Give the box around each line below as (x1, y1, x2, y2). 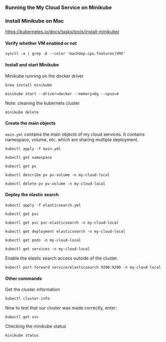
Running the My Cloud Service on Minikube (5, 4, 112, 11)
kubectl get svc (5, 315, 39, 320)
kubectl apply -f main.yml (5, 146, 61, 151)
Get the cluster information (5, 287, 61, 293)
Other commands (5, 275, 42, 281)
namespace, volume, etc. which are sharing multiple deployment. (5, 136, 139, 142)
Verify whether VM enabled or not (5, 40, 77, 46)
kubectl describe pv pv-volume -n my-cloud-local (5, 172, 110, 177)
